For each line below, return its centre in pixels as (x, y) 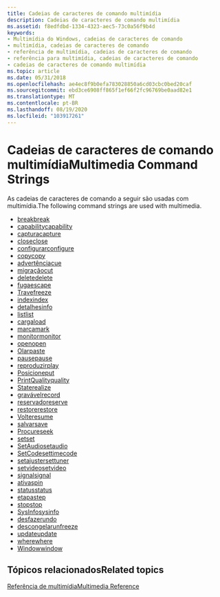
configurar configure (45, 248)
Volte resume (35, 417)
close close (32, 241)
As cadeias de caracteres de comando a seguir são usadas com (98, 198)
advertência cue (39, 263)
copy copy (31, 255)
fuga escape (34, 285)
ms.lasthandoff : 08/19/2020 (47, 109)
